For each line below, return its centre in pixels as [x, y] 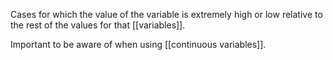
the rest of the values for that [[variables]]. [98, 25]
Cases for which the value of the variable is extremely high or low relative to [166, 14]
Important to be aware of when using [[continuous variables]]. [138, 44]
